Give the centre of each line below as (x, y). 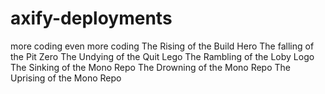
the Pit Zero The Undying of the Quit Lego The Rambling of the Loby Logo (162, 56)
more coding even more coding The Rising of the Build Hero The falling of (162, 46)
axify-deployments (91, 18)
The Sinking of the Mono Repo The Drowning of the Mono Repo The (150, 67)
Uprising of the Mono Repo (66, 78)
